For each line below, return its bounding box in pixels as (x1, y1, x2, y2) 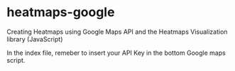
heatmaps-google (6, 4, 115, 20)
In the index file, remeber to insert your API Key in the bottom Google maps (6, 49, 226, 57)
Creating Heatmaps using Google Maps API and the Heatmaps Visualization (6, 27, 228, 36)
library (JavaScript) (6, 34, 63, 43)
